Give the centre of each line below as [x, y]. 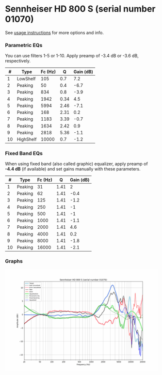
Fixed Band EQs [24, 153]
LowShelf [26, 78]
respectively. [18, 61]
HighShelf [27, 140]
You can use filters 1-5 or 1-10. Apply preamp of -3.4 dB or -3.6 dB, [72, 56]
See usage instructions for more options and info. [55, 32]
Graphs [14, 261]
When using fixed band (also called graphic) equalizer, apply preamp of [76, 164]
